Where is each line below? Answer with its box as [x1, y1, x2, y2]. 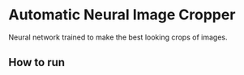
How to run [8, 56, 66, 69]
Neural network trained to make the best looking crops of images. [8, 32, 228, 42]
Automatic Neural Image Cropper [8, 6, 236, 24]
